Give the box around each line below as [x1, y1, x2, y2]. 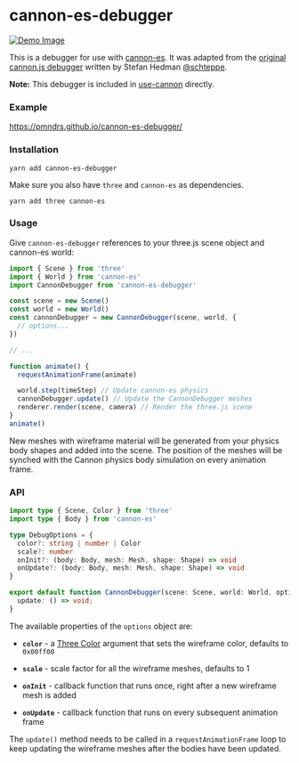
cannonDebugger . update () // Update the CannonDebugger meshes [17, 394, 253, 403]
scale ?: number [17, 547, 74, 556]
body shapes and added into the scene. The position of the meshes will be [9, 444, 283, 455]
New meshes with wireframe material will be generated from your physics [9, 435, 280, 446]
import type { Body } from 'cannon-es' [9, 515, 158, 524]
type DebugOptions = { [9, 531, 93, 540]
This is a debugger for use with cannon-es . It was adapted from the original [9, 52, 287, 62]
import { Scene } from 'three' [9, 264, 125, 272]
